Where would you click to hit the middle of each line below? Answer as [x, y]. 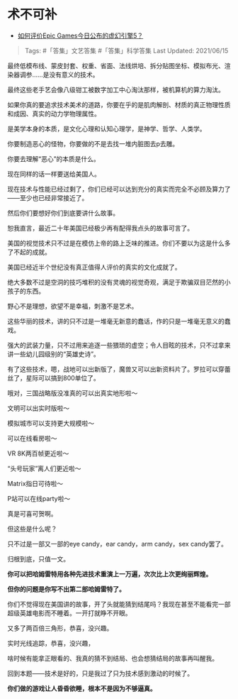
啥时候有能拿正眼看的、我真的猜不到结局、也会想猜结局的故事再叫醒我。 [113, 658]
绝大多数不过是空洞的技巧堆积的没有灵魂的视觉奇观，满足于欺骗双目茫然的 [116, 282]
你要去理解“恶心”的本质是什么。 [54, 159]
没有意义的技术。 [74, 75]
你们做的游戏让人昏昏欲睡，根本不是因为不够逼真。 [82, 688]
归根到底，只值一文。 [38, 558]
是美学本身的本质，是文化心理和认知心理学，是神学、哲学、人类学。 [107, 128]
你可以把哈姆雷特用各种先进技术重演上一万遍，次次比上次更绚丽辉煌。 [110, 574]
